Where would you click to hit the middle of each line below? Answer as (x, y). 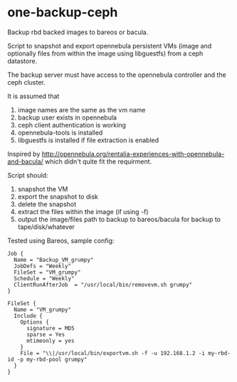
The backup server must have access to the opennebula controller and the (117, 75)
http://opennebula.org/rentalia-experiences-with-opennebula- (133, 154)
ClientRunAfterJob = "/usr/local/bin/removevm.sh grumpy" (103, 285)
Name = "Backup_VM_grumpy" (54, 260)
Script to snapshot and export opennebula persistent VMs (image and (110, 46)
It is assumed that (33, 96)
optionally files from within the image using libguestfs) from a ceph (105, 53)
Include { (28, 316)
